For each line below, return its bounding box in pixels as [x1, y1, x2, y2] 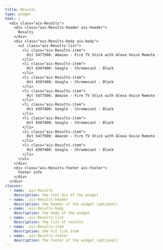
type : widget [5, 12, 32, 17]
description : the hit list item [14, 229, 79, 233]
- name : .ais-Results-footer [9, 233, 68, 238]
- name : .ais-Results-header [9, 197, 68, 202]
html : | [5, 16, 21, 21]
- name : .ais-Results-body [9, 206, 64, 211]
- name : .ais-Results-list [9, 215, 64, 220]
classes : [5, 183, 23, 188]
